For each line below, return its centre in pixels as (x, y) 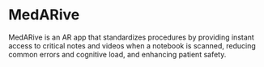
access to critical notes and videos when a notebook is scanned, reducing (132, 45)
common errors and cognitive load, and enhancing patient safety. (117, 54)
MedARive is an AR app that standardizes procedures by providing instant (132, 37)
